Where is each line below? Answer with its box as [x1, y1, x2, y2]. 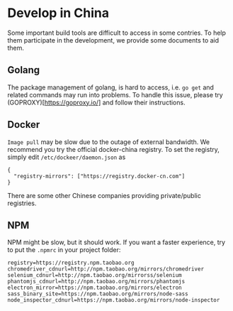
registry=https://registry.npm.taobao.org [7, 259, 135, 267]
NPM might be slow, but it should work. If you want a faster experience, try [7, 238, 225, 246]
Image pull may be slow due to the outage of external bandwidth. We [7, 137, 210, 146]
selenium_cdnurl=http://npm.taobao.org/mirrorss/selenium [7, 272, 182, 279]
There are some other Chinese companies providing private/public [7, 191, 202, 200]
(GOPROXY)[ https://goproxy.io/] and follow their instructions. [7, 98, 186, 107]
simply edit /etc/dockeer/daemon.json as [7, 153, 126, 161]
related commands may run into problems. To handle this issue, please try [7, 90, 223, 99]
